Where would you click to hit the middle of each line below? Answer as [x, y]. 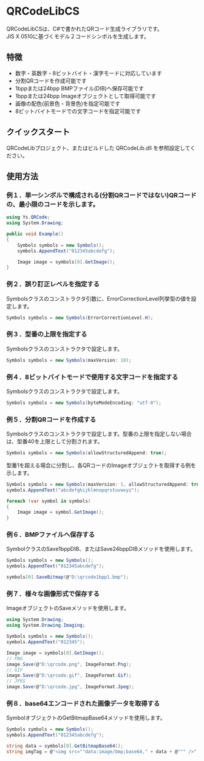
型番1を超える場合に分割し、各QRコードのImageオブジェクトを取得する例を [101, 465]
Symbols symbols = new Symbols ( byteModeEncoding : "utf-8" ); [84, 403]
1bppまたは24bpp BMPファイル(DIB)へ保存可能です [80, 88]
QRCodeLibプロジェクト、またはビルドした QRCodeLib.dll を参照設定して [98, 148]
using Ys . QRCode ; [28, 217]
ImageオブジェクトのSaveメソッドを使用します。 [68, 608]
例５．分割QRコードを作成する [51, 419]
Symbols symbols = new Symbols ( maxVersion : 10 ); [69, 360]
